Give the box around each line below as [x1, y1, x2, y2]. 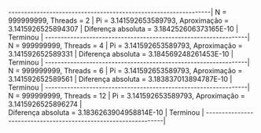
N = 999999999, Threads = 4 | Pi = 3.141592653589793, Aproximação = [8, 41, 243, 50]
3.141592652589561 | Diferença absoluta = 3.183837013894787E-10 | [8, 75, 233, 83]
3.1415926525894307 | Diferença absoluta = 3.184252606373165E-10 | [8, 24, 238, 33]
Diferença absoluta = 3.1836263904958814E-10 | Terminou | [8, 108, 204, 117]
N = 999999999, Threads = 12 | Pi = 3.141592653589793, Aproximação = [8, 91, 246, 100]
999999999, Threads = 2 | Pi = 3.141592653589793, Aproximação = [8, 16, 230, 25]
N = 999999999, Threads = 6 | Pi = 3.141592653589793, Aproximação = [8, 66, 243, 75]
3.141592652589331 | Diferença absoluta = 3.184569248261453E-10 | [8, 50, 234, 58]
